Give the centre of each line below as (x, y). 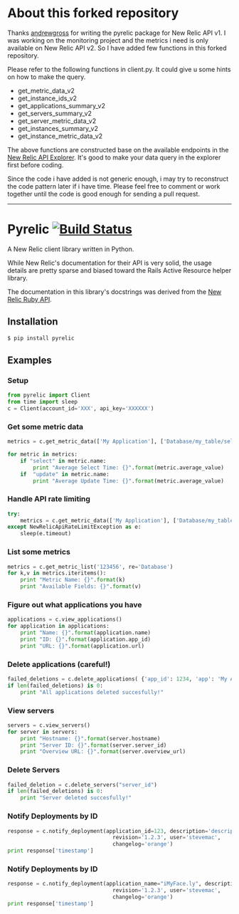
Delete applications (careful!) (59, 664)
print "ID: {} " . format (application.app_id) (86, 639)
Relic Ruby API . (30, 299)
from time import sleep (43, 402)
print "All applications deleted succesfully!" (92, 692)
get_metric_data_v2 (46, 90)
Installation (33, 322)
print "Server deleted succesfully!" (76, 798)
